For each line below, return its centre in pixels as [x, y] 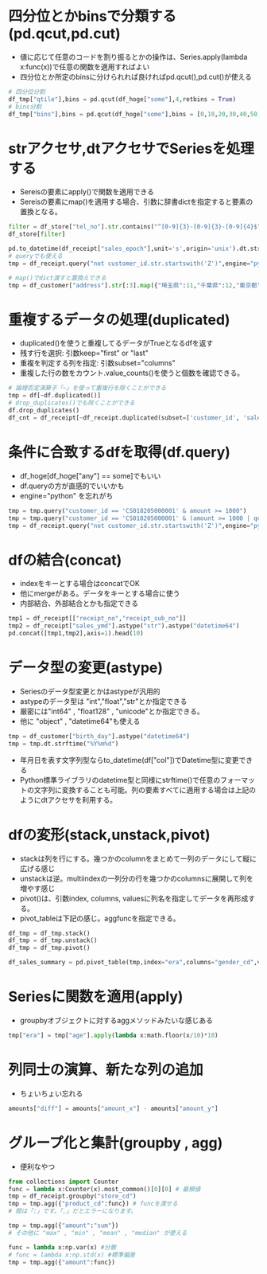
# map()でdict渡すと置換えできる [58, 278]
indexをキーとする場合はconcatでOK [80, 584]
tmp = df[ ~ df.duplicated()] [55, 396]
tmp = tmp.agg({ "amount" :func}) [62, 1262]
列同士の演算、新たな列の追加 [106, 1070]
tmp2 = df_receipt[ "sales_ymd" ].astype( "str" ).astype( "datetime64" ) [124, 626]
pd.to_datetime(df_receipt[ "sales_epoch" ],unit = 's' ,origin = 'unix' [120, 249]
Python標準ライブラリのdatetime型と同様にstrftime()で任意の [120, 780]
